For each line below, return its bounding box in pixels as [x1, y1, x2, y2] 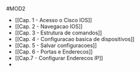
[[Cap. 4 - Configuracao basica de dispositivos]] [14, 36, 135, 42]
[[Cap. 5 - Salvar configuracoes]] [14, 42, 97, 49]
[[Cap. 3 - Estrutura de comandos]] [14, 29, 102, 36]
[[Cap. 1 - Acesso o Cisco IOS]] [14, 17, 92, 23]
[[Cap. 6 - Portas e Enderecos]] [14, 48, 93, 55]
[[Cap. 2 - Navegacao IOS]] [14, 23, 83, 30]
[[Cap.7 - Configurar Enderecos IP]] [14, 55, 104, 61]
